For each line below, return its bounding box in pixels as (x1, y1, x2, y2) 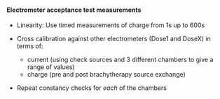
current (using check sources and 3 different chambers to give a (27, 56, 214, 64)
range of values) (27, 63, 75, 71)
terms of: (16, 42, 43, 50)
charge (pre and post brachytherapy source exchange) (27, 70, 186, 79)
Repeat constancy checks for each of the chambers (16, 84, 167, 92)
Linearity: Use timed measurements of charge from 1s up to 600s (16, 21, 205, 29)
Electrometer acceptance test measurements (6, 6, 142, 14)
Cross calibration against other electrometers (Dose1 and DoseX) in (16, 35, 211, 43)
